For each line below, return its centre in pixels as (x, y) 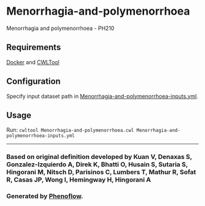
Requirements (34, 47)
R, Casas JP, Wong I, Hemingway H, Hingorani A (79, 180)
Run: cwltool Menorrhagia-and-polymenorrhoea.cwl (70, 130)
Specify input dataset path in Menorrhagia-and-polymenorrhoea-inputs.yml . (102, 96)
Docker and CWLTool (33, 62)
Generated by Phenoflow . (45, 196)
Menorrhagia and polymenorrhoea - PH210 (60, 28)
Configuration (34, 82)
